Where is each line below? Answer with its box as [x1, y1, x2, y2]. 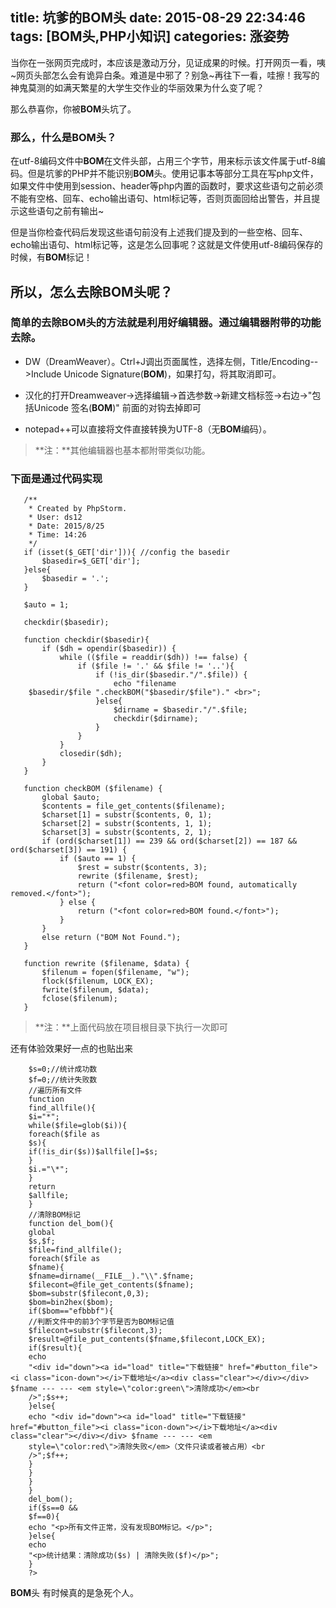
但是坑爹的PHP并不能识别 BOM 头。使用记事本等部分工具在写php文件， [27, 168, 319, 180]
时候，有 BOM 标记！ [10, 251, 93, 263]
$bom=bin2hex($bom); [28, 1298, 114, 1308]
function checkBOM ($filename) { [23, 784, 163, 794]
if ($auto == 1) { [59, 854, 137, 864]
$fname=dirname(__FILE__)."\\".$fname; [28, 1271, 195, 1282]
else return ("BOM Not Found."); [41, 933, 182, 943]
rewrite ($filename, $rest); [77, 871, 199, 882]
